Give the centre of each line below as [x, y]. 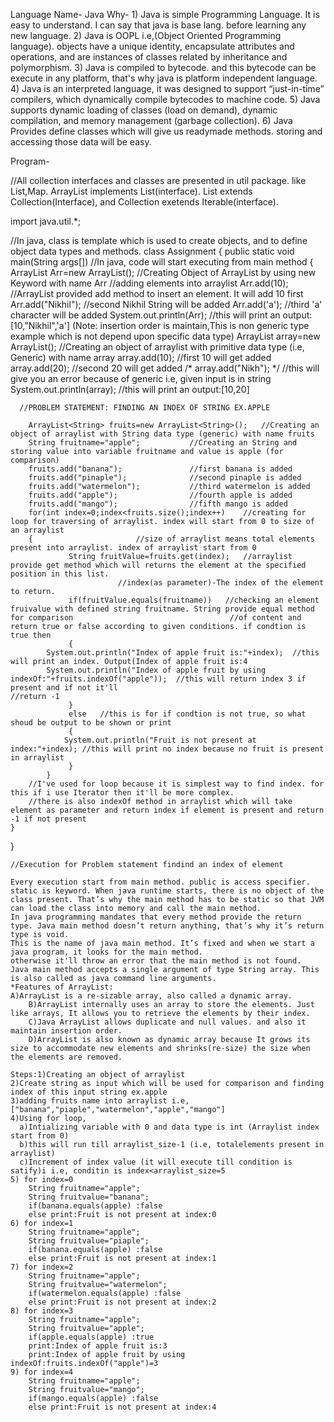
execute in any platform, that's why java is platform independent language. [164, 78]
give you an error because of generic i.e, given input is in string [141, 378]
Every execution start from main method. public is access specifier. [160, 882]
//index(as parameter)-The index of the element [221, 583]
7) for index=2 [42, 1267]
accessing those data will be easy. [81, 142]
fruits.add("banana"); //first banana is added [160, 469]
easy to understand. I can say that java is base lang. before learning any [158, 25]
